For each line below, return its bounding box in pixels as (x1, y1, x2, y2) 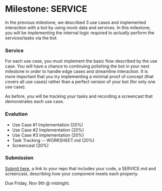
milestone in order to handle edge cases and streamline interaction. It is (5, 69, 148, 74)
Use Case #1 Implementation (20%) (12, 122, 83, 127)
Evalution (5, 111, 28, 118)
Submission (5, 155, 34, 161)
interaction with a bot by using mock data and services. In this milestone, (5, 24, 151, 30)
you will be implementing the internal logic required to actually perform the (5, 30, 155, 35)
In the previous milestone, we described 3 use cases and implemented (5, 19, 146, 25)
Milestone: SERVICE (5, 3, 87, 15)
